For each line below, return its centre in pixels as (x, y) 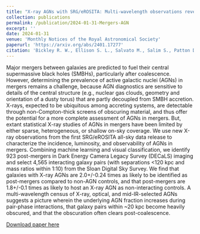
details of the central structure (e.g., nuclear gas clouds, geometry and (93, 92)
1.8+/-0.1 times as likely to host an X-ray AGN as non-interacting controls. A (99, 188)
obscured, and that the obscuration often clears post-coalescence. (88, 213)
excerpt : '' (21, 28)
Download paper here (33, 224)
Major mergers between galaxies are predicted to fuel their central (87, 67)
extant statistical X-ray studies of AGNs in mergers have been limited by (94, 124)
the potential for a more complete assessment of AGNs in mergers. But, (94, 118)
